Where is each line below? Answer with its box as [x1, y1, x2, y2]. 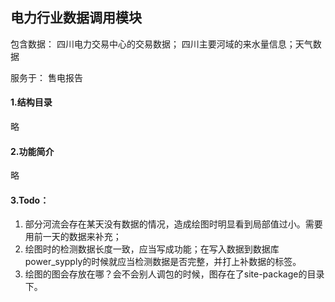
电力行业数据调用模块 [10, 9, 142, 27]
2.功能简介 [10, 145, 55, 157]
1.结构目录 [10, 96, 53, 108]
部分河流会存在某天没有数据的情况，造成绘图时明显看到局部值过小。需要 [24, 218, 323, 230]
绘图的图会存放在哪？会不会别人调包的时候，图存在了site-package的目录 [24, 268, 325, 280]
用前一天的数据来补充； [24, 231, 122, 243]
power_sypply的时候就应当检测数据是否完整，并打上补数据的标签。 [24, 256, 302, 268]
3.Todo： [10, 194, 50, 206]
